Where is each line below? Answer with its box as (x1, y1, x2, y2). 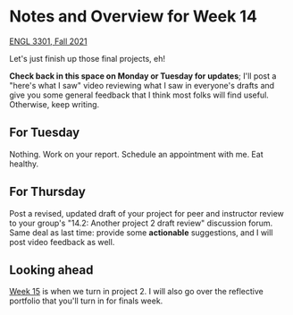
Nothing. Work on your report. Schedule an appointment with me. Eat (9, 149, 264, 159)
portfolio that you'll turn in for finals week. (9, 295, 163, 306)
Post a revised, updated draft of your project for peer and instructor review (9, 208, 284, 218)
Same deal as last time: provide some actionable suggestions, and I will (9, 226, 273, 238)
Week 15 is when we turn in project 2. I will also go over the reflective (9, 286, 264, 297)
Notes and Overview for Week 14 (9, 6, 257, 27)
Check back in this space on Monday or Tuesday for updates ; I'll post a (9, 70, 277, 81)
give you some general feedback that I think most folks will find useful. (9, 89, 270, 100)
